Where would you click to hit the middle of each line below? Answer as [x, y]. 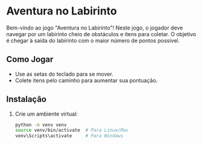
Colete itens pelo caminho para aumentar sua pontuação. [86, 80]
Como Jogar [30, 59]
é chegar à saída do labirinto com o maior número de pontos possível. [93, 40]
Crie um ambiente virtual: [46, 114]
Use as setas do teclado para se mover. [64, 74]
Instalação [27, 100]
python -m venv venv [41, 125]
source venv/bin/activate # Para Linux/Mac [72, 131]
